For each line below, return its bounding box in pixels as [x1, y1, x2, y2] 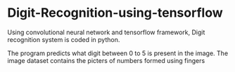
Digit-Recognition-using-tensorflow [7, 5, 223, 21]
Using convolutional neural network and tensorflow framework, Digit [7, 28, 205, 36]
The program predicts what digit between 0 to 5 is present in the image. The [7, 49, 229, 57]
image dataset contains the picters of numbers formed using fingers [7, 56, 205, 64]
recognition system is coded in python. [7, 35, 120, 43]
